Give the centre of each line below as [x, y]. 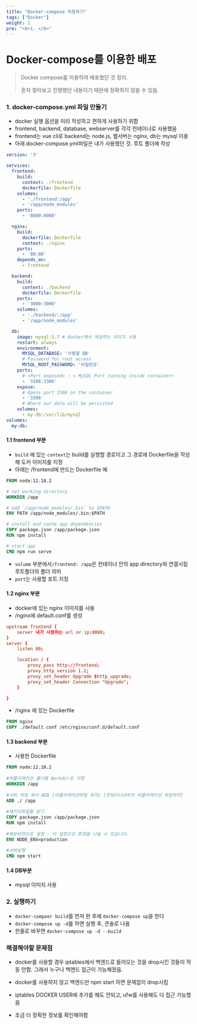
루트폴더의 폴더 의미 [38, 571]
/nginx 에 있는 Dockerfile [45, 710]
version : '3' [22, 155]
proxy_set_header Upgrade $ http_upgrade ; [80, 676]
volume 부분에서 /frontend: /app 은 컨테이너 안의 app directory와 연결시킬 [101, 564]
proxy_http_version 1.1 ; [58, 671]
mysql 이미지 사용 [36, 885]
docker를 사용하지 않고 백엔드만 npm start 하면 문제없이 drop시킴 [91, 982]
